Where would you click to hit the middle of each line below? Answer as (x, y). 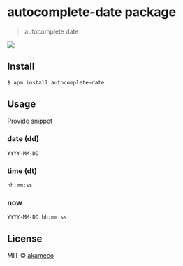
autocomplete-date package (92, 12)
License (25, 238)
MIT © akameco (31, 256)
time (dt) (22, 170)
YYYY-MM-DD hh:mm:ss (37, 217)
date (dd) (23, 139)
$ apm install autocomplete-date (56, 82)
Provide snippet (30, 121)
